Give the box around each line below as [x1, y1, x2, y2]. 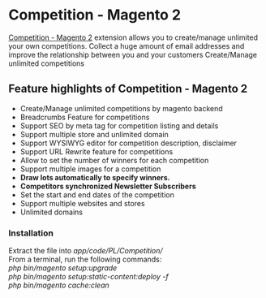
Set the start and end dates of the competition [19, 189, 174, 200]
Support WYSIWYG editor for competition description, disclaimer [19, 138, 238, 148]
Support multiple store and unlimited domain [19, 129, 169, 139]
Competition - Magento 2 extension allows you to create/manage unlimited [8, 32, 258, 42]
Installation [8, 227, 54, 239]
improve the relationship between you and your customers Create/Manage [8, 50, 258, 59]
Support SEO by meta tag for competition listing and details [19, 120, 219, 131]
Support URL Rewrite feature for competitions [19, 146, 174, 156]
